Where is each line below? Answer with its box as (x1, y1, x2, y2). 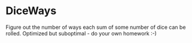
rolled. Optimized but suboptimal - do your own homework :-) (5, 29, 157, 37)
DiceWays (5, 4, 57, 18)
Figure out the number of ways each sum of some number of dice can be (5, 24, 186, 31)
